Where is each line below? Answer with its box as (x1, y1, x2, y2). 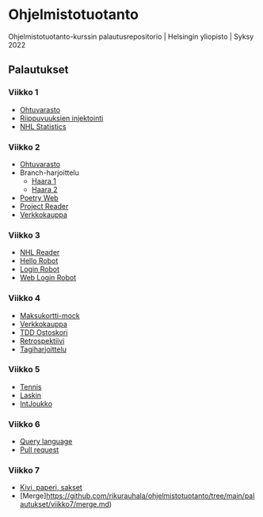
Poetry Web (19, 192, 59, 203)
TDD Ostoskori (19, 327, 68, 337)
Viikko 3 (8, 230, 41, 241)
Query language (19, 437, 73, 447)
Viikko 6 (8, 418, 41, 429)
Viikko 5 (8, 364, 40, 375)
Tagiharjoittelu (19, 344, 67, 354)
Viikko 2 (8, 141, 40, 152)
